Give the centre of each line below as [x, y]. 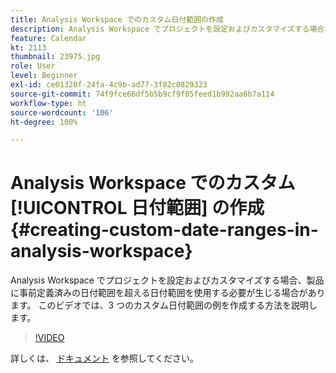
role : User [33, 66]
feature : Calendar [48, 38]
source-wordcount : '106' [62, 112]
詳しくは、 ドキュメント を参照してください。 [105, 358]
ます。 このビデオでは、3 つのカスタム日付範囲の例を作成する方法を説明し [164, 305]
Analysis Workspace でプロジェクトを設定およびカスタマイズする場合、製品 [167, 280]
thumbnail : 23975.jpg [55, 57]
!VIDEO [49, 338]
